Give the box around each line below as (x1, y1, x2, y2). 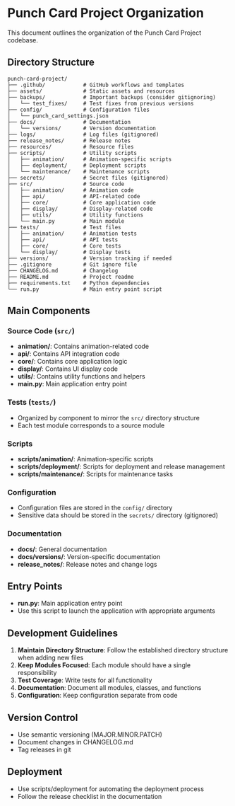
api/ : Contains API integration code (17, 350, 120, 358)
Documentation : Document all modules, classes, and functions (17, 684, 202, 692)
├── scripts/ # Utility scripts (7, 149, 138, 156)
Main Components (7, 305, 90, 317)
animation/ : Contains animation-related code (17, 342, 150, 351)
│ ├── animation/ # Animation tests (7, 230, 138, 237)
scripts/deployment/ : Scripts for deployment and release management (17, 462, 226, 471)
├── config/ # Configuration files (7, 106, 150, 113)
